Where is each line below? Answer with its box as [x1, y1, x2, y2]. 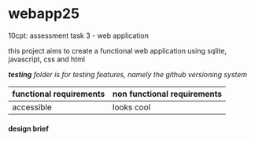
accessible [12, 102, 53, 113]
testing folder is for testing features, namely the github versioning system [8, 69, 248, 79]
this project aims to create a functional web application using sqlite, [8, 46, 227, 55]
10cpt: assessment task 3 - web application [8, 31, 150, 40]
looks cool [113, 102, 151, 113]
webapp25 [8, 5, 80, 23]
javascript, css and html [8, 54, 85, 64]
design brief [8, 124, 49, 133]
